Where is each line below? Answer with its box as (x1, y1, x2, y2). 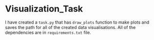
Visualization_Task (5, 3, 83, 14)
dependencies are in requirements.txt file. (5, 29, 91, 35)
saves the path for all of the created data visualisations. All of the (5, 24, 136, 30)
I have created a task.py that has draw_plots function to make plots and (5, 19, 150, 25)
